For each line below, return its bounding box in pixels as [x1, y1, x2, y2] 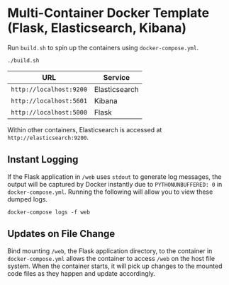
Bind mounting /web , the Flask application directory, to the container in [7, 246, 213, 255]
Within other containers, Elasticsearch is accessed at [7, 125, 162, 134]
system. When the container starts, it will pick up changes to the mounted [7, 262, 223, 270]
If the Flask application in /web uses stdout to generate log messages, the [7, 172, 222, 181]
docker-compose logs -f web [7, 209, 91, 216]
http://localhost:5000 [11, 108, 87, 116]
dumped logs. [7, 194, 48, 203]
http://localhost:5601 [11, 97, 87, 105]
